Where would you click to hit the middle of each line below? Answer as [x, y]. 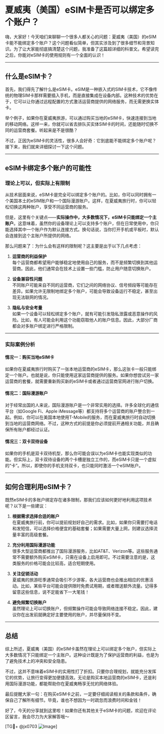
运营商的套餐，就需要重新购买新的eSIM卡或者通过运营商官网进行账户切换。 [81, 381]
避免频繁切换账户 [29, 602]
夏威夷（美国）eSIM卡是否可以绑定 [75, 10]
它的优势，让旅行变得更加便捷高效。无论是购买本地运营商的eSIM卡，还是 [79, 677]
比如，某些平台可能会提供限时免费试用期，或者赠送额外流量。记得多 [89, 586]
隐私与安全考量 [27, 308]
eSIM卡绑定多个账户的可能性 [48, 168]
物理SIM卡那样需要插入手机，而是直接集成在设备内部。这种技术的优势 [84, 95]
